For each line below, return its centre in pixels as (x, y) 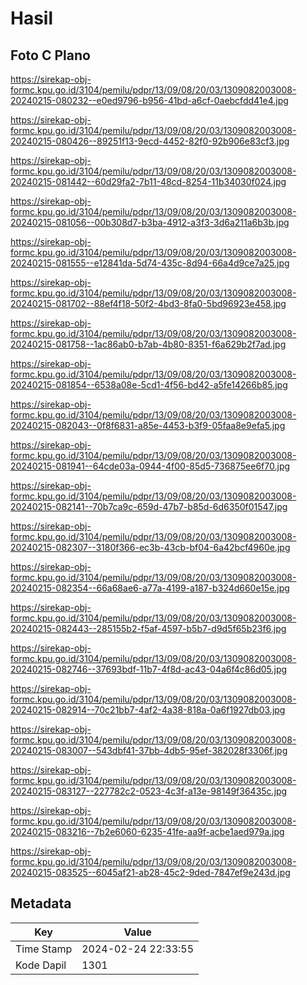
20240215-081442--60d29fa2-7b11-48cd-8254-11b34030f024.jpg (148, 181)
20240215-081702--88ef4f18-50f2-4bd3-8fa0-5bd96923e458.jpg (148, 303)
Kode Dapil (41, 965)
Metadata (41, 903)
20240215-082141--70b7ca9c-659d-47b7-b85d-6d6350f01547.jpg (149, 506)
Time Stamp (44, 949)
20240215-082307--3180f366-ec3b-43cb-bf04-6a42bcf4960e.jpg (150, 547)
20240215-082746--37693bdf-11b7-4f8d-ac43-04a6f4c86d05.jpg (149, 669)
